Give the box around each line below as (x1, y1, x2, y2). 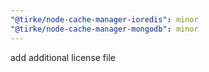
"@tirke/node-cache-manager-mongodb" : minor (10, 24, 199, 34)
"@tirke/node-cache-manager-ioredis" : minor (10, 14, 199, 25)
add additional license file (10, 51, 116, 63)
